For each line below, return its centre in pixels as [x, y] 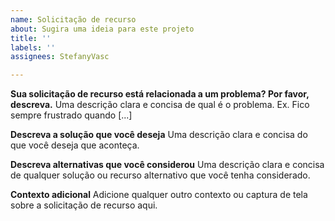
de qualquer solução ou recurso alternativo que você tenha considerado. [160, 175]
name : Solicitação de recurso [73, 19]
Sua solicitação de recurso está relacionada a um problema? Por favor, [160, 94]
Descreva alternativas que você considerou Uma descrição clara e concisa [167, 165]
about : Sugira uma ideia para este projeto [102, 29]
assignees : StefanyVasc [60, 57]
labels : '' [33, 47]
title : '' [31, 38]
